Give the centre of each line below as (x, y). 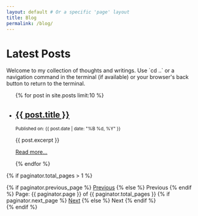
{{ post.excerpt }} (37, 140)
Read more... (31, 152)
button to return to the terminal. (46, 84)
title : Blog (21, 18)
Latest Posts (38, 54)
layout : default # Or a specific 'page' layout (68, 12)
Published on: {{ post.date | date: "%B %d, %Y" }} (68, 129)
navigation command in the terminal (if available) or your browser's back (98, 77)
